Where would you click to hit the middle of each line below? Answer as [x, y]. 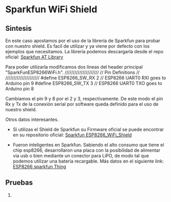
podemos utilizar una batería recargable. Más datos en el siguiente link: [88, 161]
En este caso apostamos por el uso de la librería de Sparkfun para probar [83, 41]
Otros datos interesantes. [32, 119]
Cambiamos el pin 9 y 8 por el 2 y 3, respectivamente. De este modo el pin [84, 99]
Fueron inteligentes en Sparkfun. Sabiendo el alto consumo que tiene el [88, 145]
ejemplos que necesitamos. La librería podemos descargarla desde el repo [84, 52]
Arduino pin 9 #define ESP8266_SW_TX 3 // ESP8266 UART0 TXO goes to [84, 83]
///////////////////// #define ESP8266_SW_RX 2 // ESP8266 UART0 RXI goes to [86, 78]
